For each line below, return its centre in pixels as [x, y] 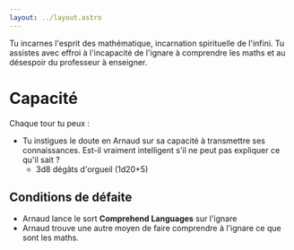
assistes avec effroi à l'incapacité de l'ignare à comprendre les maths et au [147, 52]
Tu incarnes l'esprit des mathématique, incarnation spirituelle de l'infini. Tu [147, 43]
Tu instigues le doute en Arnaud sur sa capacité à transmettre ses [144, 141]
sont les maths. [50, 237]
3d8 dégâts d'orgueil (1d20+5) [92, 169]
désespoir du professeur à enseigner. [78, 62]
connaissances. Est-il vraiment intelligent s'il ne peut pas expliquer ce [151, 150]
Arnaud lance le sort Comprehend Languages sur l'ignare [130, 219]
